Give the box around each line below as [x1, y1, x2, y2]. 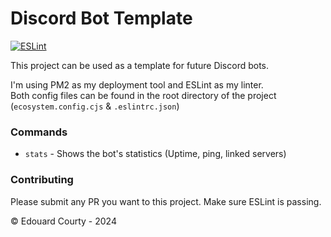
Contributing [10, 173, 74, 187]
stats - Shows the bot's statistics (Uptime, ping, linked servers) [24, 148, 287, 160]
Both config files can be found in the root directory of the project [10, 89, 277, 101]
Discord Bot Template [10, 7, 193, 30]
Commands [10, 125, 68, 139]
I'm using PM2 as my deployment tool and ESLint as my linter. [10, 78, 264, 91]
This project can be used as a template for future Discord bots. [10, 59, 270, 71]
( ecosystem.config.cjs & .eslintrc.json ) [10, 100, 180, 112]
